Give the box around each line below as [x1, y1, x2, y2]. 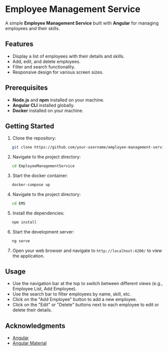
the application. [12, 252, 45, 258]
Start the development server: [12, 228, 74, 234]
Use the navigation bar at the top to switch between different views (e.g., [12, 280, 163, 286]
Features [5, 40, 33, 48]
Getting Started [5, 121, 54, 130]
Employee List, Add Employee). [12, 286, 77, 292]
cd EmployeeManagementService [11, 163, 75, 168]
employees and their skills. [5, 25, 60, 31]
